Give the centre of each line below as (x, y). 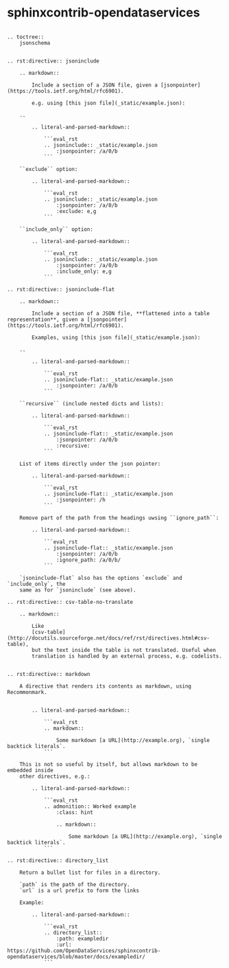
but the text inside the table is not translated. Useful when (124, 650)
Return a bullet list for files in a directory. (90, 873)
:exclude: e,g (76, 211)
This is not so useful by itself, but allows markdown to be (108, 764)
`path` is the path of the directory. (75, 884)
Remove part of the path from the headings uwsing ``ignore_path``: (119, 518)
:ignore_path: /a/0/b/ (88, 560)
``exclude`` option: (49, 169)
